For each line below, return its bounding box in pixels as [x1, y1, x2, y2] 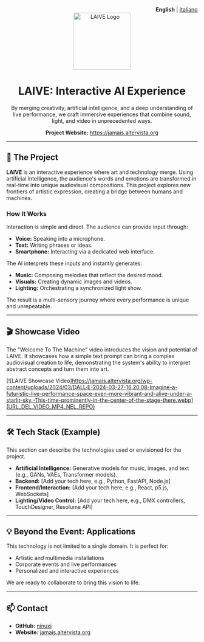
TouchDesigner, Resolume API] [15, 503, 93, 510]
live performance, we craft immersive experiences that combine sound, [13, 111, 191, 118]
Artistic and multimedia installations [15, 554, 104, 562]
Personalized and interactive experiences [15, 567, 119, 575]
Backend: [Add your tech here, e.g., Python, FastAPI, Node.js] [15, 477, 171, 485]
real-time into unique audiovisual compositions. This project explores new [6, 181, 191, 188]
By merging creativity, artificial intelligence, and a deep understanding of [11, 104, 193, 111]
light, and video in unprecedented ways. [52, 117, 152, 124]
